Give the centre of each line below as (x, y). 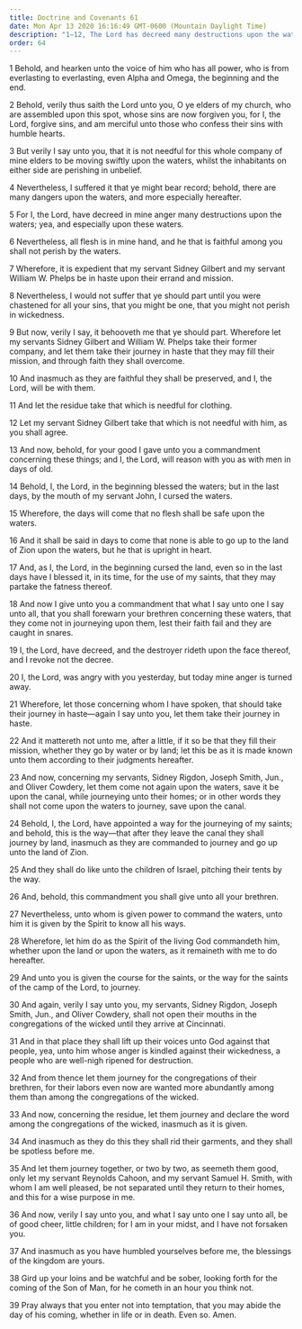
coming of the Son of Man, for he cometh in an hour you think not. (132, 1288)
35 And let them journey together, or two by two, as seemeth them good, (144, 1169)
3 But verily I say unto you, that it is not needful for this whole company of (146, 151)
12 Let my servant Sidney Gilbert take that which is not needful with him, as (148, 423)
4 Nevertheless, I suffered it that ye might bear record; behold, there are (143, 188)
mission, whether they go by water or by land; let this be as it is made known (151, 750)
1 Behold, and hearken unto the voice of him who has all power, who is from (149, 68)
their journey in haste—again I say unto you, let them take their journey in (145, 714)
